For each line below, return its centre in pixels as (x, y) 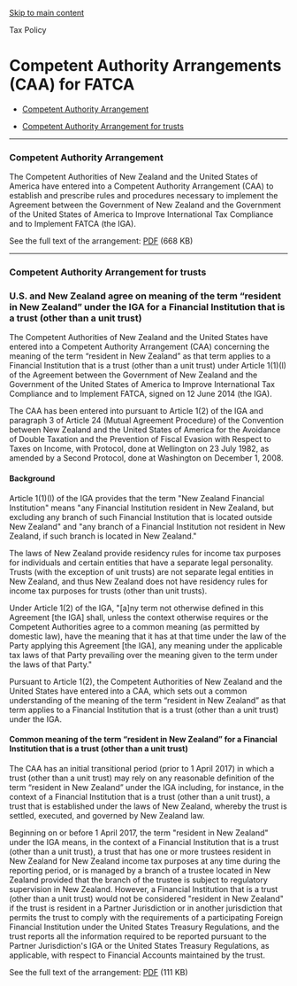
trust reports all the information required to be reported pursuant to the (138, 936)
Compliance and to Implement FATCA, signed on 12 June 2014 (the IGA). (141, 394)
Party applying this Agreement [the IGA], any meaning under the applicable (146, 645)
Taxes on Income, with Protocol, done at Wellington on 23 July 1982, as (139, 449)
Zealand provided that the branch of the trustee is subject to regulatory (138, 880)
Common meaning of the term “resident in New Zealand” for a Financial (144, 740)
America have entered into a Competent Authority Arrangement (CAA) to (141, 186)
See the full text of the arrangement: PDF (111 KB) (99, 972)
